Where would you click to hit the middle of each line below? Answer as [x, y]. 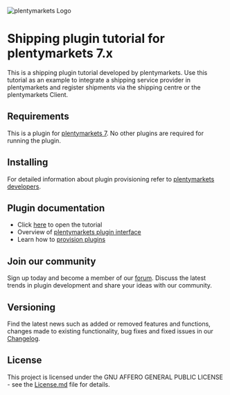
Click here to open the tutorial [60, 225]
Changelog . [24, 339]
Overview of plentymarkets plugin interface [79, 232]
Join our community [52, 261]
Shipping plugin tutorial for [86, 39]
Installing [28, 163]
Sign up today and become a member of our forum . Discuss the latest [107, 278]
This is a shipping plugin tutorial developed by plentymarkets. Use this [107, 72]
